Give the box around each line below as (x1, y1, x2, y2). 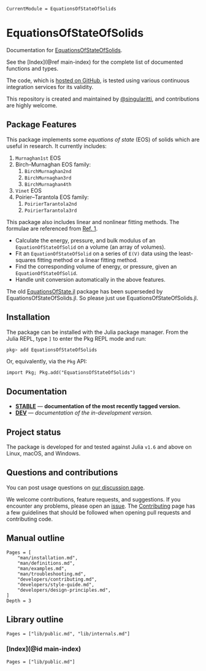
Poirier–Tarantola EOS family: (15, 193, 89, 201)
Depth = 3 (6, 597, 32, 604)
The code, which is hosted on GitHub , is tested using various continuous (6, 77, 190, 84)
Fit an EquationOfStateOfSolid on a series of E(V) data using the (15, 249, 178, 257)
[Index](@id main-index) (6, 645, 82, 653)
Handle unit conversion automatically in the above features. (15, 276, 166, 283)
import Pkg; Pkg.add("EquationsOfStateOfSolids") (6, 370, 136, 376)
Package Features (6, 120, 77, 130)
